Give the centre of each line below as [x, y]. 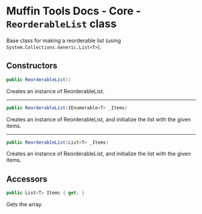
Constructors [32, 66]
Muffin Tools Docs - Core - [74, 11]
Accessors [27, 179]
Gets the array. [25, 204]
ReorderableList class [62, 24]
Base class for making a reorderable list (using [64, 40]
